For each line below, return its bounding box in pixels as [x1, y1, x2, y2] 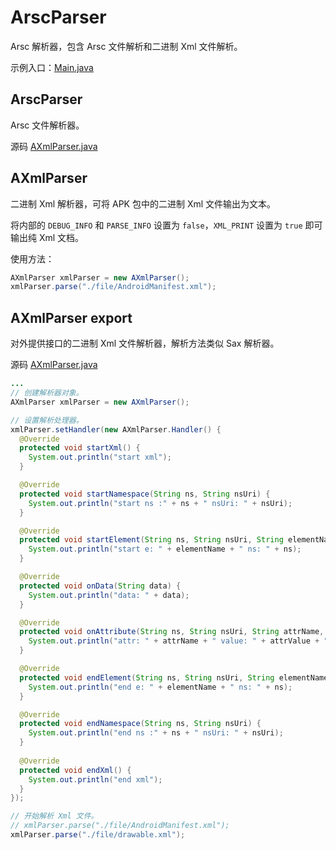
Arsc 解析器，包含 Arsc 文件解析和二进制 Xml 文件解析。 [10, 40, 243, 52]
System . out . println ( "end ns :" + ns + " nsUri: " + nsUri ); [28, 728, 284, 738]
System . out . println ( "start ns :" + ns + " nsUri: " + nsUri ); [28, 498, 293, 508]
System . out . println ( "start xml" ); [28, 452, 172, 463]
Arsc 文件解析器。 [10, 119, 85, 131]
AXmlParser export [10, 309, 133, 326]
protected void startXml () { [19, 443, 141, 453]
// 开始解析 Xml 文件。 [10, 811, 99, 821]
